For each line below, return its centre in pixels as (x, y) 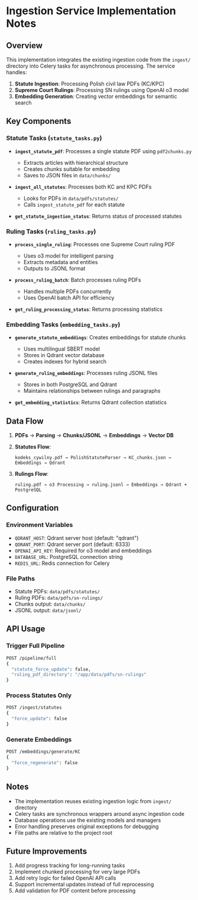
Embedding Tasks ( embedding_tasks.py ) (63, 325)
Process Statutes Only (39, 695)
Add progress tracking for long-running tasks (70, 866)
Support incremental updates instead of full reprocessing (84, 885)
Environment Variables (40, 525)
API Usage (26, 629)
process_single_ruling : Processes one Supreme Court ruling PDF (95, 244)
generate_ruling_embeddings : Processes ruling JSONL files (86, 373)
